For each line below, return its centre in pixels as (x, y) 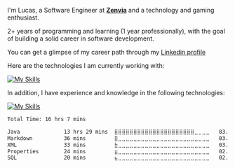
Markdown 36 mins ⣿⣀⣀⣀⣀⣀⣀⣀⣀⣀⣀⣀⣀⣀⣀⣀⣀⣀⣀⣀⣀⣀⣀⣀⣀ (109, 138)
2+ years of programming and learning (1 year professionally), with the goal (116, 31)
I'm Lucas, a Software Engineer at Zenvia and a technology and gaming (111, 10)
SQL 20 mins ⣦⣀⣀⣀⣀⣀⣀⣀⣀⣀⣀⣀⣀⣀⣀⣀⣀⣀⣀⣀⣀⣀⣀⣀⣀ (109, 158)
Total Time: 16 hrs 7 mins (47, 119)
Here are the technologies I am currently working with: (86, 65)
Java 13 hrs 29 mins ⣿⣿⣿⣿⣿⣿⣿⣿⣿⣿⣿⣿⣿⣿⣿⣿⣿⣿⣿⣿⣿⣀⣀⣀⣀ (109, 132)
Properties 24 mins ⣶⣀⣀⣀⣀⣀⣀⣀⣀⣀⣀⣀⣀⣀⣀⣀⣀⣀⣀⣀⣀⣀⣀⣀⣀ (109, 151)
